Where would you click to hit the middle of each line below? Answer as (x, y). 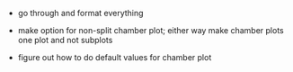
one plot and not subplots (65, 40)
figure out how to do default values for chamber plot (115, 57)
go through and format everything (80, 13)
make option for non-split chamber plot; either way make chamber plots (151, 30)
